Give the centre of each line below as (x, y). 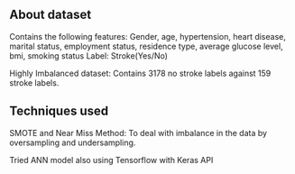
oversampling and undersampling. (73, 142)
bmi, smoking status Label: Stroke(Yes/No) (89, 55)
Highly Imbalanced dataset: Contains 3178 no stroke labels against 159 (140, 73)
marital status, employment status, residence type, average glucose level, (146, 46)
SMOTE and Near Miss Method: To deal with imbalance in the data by (138, 133)
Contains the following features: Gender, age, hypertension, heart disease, (147, 36)
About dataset (51, 15)
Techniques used (59, 111)
